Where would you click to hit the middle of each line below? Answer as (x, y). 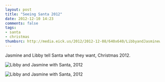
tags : (11, 28)
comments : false (22, 23)
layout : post (18, 10)
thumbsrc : (15, 41)
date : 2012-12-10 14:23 (29, 19)
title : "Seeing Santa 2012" (34, 14)
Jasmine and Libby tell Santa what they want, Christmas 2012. (68, 55)
